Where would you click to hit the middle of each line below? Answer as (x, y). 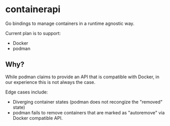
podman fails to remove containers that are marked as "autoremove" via (89, 112)
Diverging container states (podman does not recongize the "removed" (88, 102)
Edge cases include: (27, 92)
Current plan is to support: (33, 33)
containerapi (33, 9)
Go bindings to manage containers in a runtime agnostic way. (70, 23)
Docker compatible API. (38, 118)
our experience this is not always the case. (50, 82)
